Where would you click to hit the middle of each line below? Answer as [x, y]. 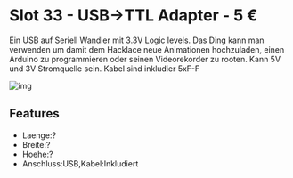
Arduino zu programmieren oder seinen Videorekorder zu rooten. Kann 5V [145, 59]
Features [34, 113]
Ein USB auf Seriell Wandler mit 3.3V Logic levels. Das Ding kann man [137, 40]
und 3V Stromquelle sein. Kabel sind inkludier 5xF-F [105, 69]
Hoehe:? [37, 154]
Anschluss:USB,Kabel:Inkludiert [80, 163]
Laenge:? [39, 135]
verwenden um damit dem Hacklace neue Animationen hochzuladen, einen [147, 49]
